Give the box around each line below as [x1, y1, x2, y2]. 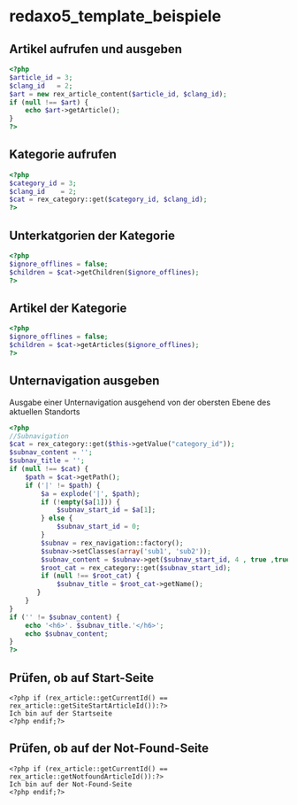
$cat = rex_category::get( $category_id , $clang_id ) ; [9, 195, 208, 205]
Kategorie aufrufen [9, 147, 117, 162]
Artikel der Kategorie [9, 300, 127, 315]
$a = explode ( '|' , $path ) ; [41, 489, 141, 498]
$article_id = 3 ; [9, 73, 73, 81]
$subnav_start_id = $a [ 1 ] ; [56, 506, 156, 515]
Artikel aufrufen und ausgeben [9, 42, 183, 57]
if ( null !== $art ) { [9, 97, 89, 107]
